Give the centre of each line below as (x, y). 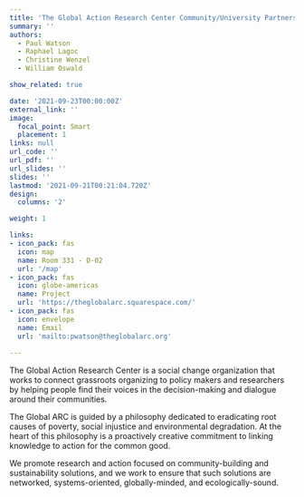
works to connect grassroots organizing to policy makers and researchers (147, 380)
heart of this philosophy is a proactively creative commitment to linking (142, 436)
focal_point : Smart (54, 127)
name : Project (44, 294)
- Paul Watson (44, 43)
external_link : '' (44, 110)
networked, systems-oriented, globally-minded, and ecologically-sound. (144, 482)
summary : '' (32, 26)
